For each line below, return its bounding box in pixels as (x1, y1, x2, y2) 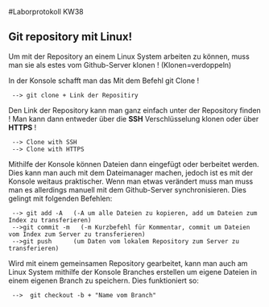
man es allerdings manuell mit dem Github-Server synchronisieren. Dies (8, 185, 247, 194)
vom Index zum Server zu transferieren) (8, 230, 147, 239)
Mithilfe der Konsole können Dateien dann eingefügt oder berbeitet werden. (8, 159, 259, 168)
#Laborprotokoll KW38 (8, 7, 84, 16)
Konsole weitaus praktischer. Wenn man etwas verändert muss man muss (8, 176, 254, 186)
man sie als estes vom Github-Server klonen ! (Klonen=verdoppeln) (8, 60, 232, 69)
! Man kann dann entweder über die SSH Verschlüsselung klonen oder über (8, 114, 259, 123)
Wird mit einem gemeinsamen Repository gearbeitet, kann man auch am (8, 258, 248, 268)
